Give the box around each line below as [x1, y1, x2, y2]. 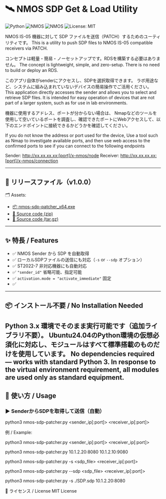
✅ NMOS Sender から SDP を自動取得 [12, 250, 89, 256]
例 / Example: [5, 430, 33, 436]
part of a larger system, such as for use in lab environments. [5, 100, 127, 106]
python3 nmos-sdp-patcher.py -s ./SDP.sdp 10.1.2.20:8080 [5, 478, 125, 484]
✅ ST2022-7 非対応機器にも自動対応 [12, 263, 87, 269]
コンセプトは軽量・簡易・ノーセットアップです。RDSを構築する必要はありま [5, 55, 161, 62]
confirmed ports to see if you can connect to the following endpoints [5, 143, 145, 149]
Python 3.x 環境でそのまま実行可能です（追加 [5, 322, 145, 330]
